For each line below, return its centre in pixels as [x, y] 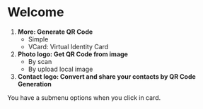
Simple [38, 39]
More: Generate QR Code [55, 32]
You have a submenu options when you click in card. [84, 97]
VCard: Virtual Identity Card [68, 46]
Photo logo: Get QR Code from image [73, 54]
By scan [40, 61]
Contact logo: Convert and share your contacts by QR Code [106, 76]
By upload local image [60, 69]
